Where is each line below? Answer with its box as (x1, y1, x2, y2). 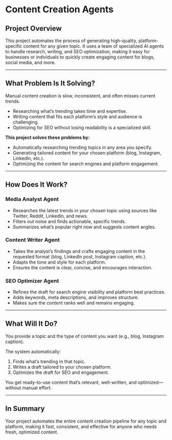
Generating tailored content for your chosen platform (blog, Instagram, (12, 150, 162, 156)
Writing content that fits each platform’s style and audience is (12, 113, 142, 119)
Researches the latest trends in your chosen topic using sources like (12, 207, 157, 213)
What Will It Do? (5, 319, 58, 328)
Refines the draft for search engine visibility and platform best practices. (12, 289, 165, 295)
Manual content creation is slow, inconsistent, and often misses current (5, 92, 156, 98)
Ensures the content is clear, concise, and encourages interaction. (12, 264, 153, 270)
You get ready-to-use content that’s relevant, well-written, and (5, 379, 137, 385)
